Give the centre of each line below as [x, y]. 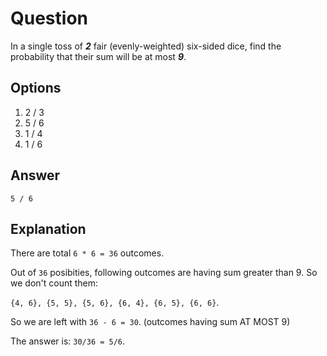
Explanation [48, 228]
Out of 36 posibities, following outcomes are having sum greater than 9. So [164, 273]
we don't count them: [54, 283]
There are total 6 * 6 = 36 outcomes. [87, 253]
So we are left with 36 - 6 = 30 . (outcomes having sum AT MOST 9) [150, 322]
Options [36, 88]
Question [49, 18]
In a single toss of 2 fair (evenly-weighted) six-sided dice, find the [146, 46]
